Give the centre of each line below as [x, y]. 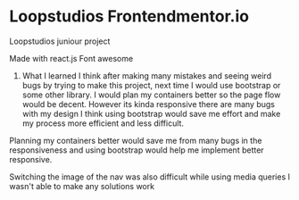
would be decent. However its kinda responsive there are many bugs [148, 104]
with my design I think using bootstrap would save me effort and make [151, 113]
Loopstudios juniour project [60, 41]
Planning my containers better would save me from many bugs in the [136, 140]
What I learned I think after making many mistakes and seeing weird [147, 75]
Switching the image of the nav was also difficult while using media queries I [149, 177]
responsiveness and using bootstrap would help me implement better [137, 150]
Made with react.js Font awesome [71, 58]
